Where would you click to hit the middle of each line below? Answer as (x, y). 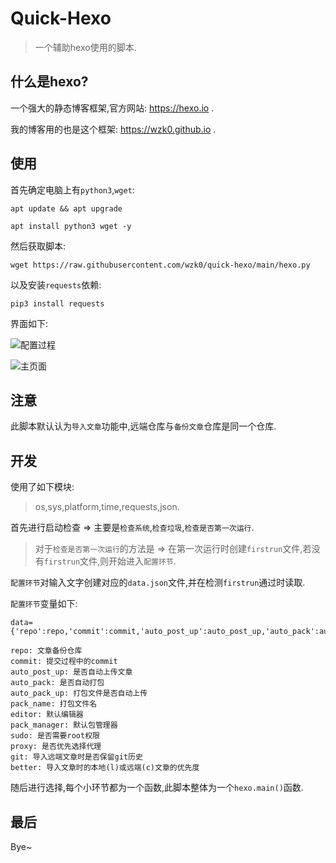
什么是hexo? (49, 82)
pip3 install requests (57, 303)
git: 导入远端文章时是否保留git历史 (76, 757)
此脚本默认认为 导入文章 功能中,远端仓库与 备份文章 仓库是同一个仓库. (143, 426)
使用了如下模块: (42, 487)
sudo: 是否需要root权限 (55, 736)
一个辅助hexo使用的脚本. (85, 47)
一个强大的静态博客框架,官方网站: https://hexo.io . (112, 108)
